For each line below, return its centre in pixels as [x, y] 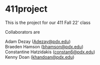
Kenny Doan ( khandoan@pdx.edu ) [40, 57]
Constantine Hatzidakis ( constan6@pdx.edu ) [50, 52]
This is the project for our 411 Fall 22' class [48, 22]
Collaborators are [22, 32]
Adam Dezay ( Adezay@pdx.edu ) [38, 41]
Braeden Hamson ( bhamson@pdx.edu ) [44, 46]
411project [26, 9]
